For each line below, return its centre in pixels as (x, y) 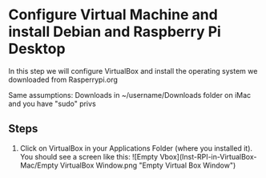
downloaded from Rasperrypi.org (63, 79)
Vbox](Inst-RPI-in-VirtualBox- (208, 156)
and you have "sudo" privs (52, 103)
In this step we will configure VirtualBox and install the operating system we (133, 71)
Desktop (37, 49)
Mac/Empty (39, 165)
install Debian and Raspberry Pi (115, 32)
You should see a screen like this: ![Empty (89, 156)
